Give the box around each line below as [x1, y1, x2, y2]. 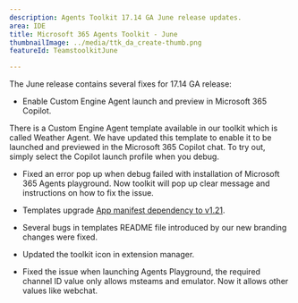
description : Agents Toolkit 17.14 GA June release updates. [9, 13, 243, 22]
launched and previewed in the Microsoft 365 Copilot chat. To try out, [9, 142, 266, 153]
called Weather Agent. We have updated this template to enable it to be [9, 132, 272, 143]
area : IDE [9, 21, 47, 30]
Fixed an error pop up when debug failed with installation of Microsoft [21, 169, 280, 180]
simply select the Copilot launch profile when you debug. [9, 151, 219, 162]
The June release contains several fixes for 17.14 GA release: [9, 79, 233, 89]
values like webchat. [21, 285, 98, 296]
